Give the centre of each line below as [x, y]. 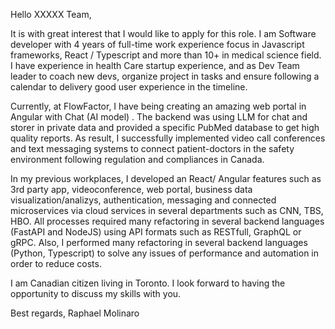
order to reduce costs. [56, 263]
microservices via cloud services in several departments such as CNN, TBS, [167, 210]
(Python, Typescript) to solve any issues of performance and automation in [165, 253]
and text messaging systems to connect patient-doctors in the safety [152, 148]
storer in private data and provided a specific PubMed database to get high [165, 127]
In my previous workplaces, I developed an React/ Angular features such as [166, 178]
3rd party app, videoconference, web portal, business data [131, 189]
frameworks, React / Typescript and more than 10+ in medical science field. [166, 55]
